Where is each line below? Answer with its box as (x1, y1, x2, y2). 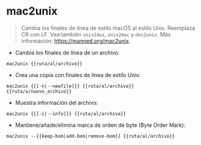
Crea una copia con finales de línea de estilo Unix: (15, 71, 141, 78)
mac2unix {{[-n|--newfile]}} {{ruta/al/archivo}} (6, 83, 135, 89)
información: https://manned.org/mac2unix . (21, 37, 131, 44)
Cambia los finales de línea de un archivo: (15, 49, 120, 56)
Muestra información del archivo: (15, 99, 98, 106)
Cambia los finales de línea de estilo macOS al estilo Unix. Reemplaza (21, 24, 196, 32)
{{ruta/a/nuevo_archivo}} (6, 88, 72, 95)
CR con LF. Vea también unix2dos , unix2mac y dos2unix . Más (21, 30, 171, 38)
